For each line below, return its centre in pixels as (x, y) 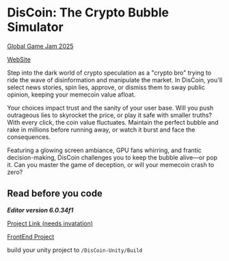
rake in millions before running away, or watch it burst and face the (101, 129)
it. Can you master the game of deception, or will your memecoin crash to (111, 164)
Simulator (35, 27)
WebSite (19, 59)
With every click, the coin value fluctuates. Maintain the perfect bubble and (113, 122)
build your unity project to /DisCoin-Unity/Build (75, 250)
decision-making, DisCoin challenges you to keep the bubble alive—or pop (112, 157)
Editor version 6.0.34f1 (40, 210)
